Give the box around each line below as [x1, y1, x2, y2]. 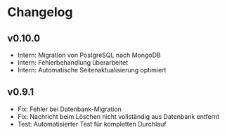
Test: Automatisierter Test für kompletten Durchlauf [17, 120, 167, 128]
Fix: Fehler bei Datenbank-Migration [17, 105, 122, 113]
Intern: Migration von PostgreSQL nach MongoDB [17, 51, 162, 59]
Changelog [7, 4, 73, 20]
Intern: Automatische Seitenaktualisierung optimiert [17, 66, 167, 74]
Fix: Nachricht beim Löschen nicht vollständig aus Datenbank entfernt [17, 112, 220, 120]
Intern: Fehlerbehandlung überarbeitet [17, 58, 129, 67]
